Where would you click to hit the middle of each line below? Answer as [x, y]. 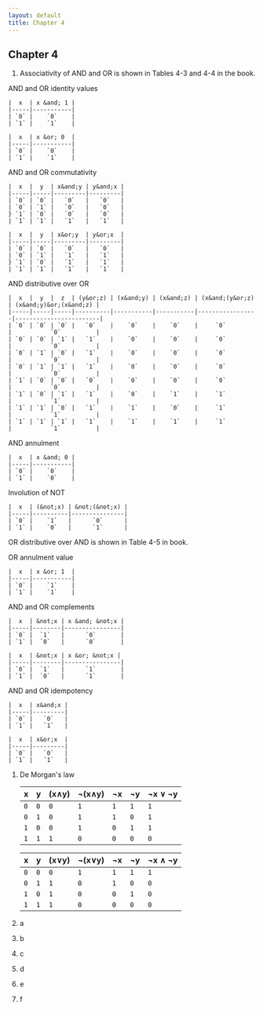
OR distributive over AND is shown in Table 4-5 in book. [98, 542]
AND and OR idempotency [51, 691]
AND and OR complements [51, 607]
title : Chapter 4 [37, 23]
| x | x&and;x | [38, 706]
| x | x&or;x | [38, 740]
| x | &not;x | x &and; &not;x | [66, 622]
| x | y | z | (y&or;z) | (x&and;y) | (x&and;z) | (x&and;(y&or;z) [131, 298]
